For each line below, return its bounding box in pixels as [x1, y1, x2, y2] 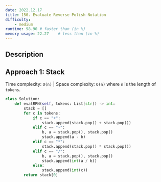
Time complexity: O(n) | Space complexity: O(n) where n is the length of [5, 81, 156, 87]
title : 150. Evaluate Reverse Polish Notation [5, 12, 106, 17]
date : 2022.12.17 [5, 7, 42, 13]
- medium [14, 21, 33, 27]
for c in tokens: [24, 110, 60, 116]
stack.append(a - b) [41, 134, 86, 140]
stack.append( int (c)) [41, 168, 88, 173]
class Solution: [5, 97, 40, 102]
